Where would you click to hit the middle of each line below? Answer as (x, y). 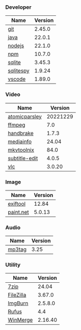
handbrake (21, 133)
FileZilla (17, 295)
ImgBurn (18, 303)
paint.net (18, 212)
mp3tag (17, 249)
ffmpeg (17, 125)
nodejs (16, 46)
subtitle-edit (23, 158)
